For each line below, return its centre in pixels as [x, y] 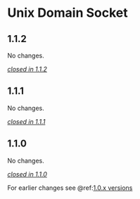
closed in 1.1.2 [27, 69]
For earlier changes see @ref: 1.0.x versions [70, 188]
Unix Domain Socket [68, 13]
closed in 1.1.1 [26, 121]
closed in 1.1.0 [27, 174]
